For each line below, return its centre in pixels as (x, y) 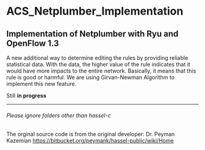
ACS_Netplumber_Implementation (95, 11)
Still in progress (27, 95)
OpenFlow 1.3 (33, 43)
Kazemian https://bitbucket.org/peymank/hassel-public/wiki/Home (90, 141)
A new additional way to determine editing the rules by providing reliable (97, 58)
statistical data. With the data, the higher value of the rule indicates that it (98, 64)
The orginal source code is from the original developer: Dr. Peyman (91, 134)
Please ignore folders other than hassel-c (59, 115)
